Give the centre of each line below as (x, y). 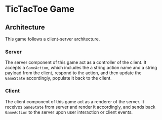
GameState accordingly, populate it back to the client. (59, 78)
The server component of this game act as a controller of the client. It (76, 62)
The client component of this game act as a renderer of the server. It (75, 101)
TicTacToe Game (40, 9)
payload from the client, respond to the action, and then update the (73, 73)
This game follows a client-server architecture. (53, 39)
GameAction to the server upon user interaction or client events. (69, 112)
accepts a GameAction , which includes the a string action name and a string (81, 68)
